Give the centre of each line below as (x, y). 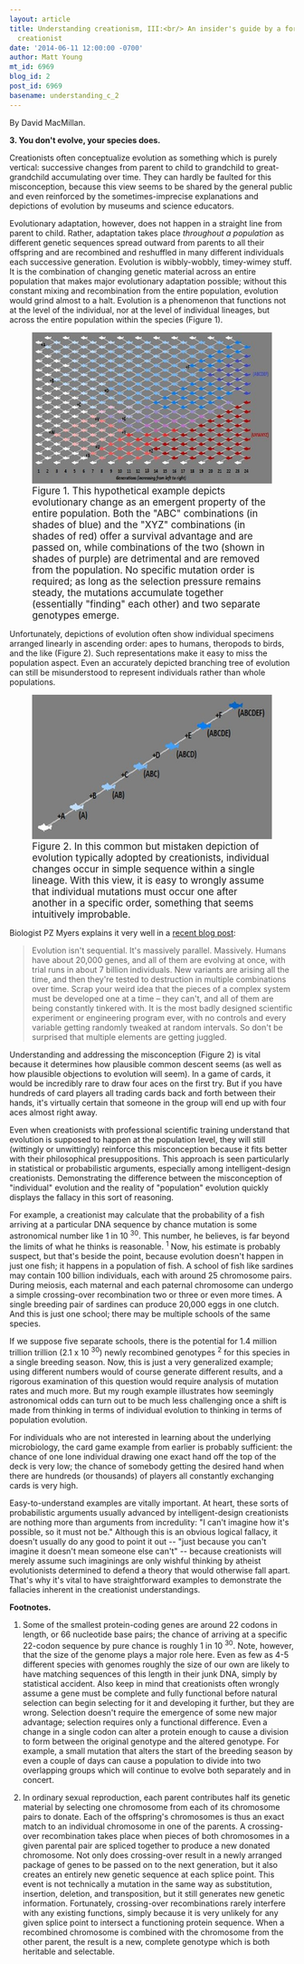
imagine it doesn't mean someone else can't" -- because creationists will (146, 1551)
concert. (38, 1780)
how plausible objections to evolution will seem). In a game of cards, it (140, 1073)
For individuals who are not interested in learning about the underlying (140, 1437)
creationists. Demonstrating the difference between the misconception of (146, 1178)
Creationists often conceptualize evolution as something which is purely (143, 158)
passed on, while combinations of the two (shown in (148, 547)
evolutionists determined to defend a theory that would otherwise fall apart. (150, 1570)
